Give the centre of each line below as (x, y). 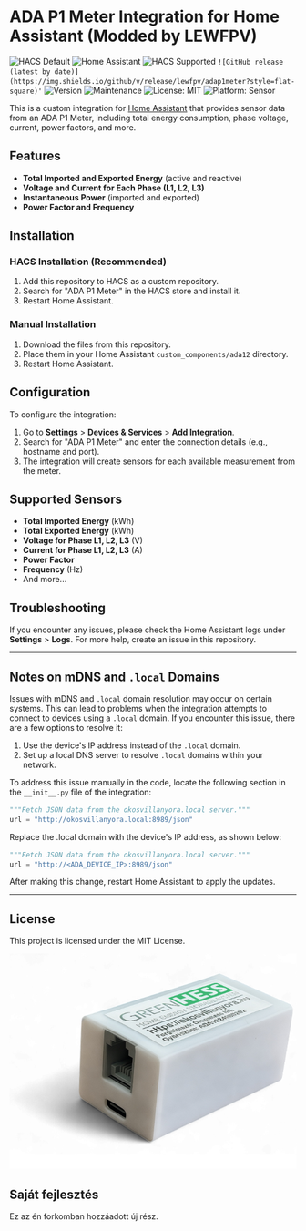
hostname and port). (61, 451)
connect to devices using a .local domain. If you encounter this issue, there (153, 718)
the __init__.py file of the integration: (81, 792)
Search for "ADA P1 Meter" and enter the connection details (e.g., (145, 441)
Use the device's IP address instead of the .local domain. (132, 745)
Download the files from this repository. (97, 344)
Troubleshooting (58, 608)
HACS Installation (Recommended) (88, 262)
